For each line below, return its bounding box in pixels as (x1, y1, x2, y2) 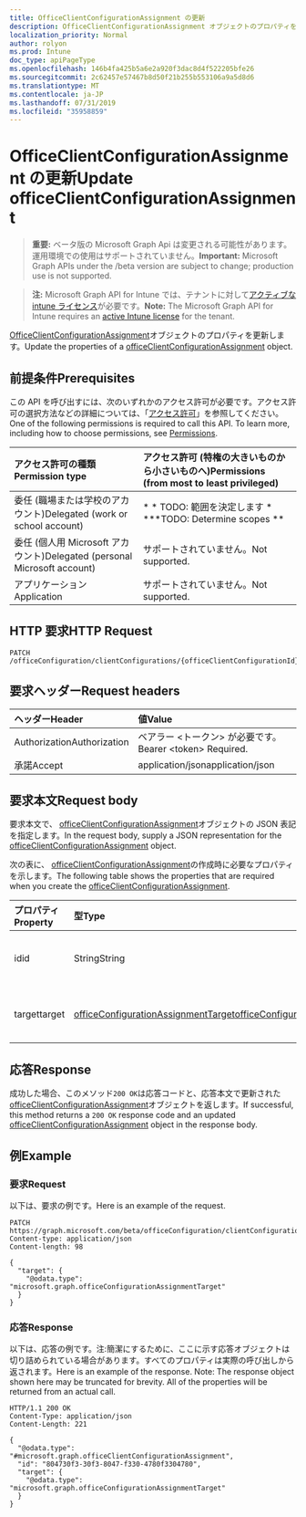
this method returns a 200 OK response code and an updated (9, 1110, 237, 1121)
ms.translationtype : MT (9, 81, 100, 90)
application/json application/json (138, 758, 275, 771)
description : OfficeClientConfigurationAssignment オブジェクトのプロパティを (9, 22, 298, 31)
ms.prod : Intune (9, 47, 71, 57)
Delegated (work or (45, 507, 128, 520)
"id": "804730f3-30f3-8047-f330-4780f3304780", (17, 1459, 202, 1470)
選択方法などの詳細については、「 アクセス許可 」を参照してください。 (25, 408, 284, 418)
